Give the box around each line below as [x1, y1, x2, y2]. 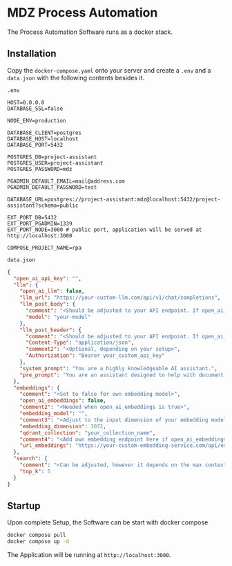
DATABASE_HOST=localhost [7, 135, 79, 143]
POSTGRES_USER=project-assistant [7, 159, 104, 167]
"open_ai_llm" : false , [19, 288, 85, 295]
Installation [7, 48, 57, 60]
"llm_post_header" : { [19, 327, 81, 334]
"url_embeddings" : [19, 442, 72, 449]
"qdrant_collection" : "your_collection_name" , [19, 429, 156, 437]
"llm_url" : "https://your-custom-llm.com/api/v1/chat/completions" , [19, 294, 221, 302]
